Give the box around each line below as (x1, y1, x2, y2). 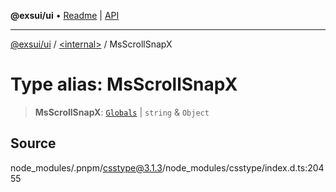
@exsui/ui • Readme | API (10, 10, 120, 21)
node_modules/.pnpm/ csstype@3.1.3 (10, 161, 163, 174)
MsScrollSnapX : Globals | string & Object (34, 106, 210, 118)
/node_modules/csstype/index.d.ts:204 (161, 161, 325, 174)
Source (10, 135, 57, 152)
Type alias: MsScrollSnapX (10, 73, 238, 96)
